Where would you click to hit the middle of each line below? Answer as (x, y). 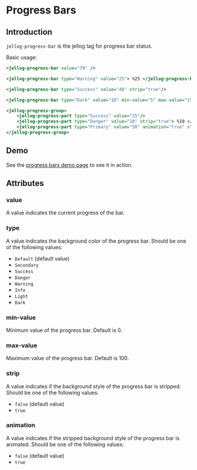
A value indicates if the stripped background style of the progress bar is (93, 438)
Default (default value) (42, 258)
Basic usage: (22, 57)
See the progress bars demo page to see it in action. (69, 164)
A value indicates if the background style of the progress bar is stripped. (94, 386)
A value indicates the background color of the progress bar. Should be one (96, 241)
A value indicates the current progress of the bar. (65, 213)
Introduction (29, 32)
